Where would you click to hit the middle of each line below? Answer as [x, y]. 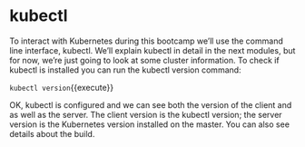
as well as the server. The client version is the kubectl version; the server [146, 114]
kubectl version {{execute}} [62, 87]
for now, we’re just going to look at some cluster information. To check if [144, 60]
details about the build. [52, 133]
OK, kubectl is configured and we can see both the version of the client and [151, 104]
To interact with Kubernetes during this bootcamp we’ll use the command [146, 41]
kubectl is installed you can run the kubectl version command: [126, 70]
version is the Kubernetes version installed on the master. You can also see [150, 124]
